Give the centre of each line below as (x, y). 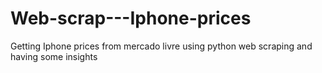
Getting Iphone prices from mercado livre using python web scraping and (161, 46)
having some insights (54, 56)
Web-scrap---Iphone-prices (131, 18)
